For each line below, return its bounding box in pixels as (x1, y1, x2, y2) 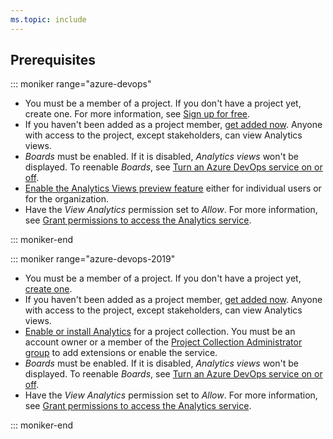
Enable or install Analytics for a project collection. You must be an (24, 326, 296, 338)
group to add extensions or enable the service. (24, 347, 218, 359)
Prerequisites (10, 52, 96, 69)
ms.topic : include (10, 14, 87, 25)
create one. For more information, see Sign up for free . (24, 108, 251, 120)
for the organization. (24, 193, 109, 205)
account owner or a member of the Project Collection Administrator (24, 336, 303, 348)
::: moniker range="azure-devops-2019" (10, 253, 176, 265)
